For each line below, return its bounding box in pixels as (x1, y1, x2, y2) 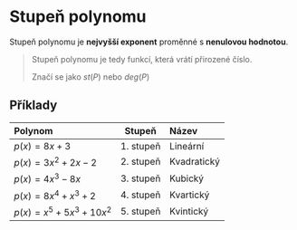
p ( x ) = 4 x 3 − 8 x (14, 171, 81, 186)
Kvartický (168, 188, 210, 201)
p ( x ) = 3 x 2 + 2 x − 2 (14, 154, 98, 169)
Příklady (9, 98, 58, 113)
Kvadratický (168, 156, 220, 168)
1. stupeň (120, 139, 161, 152)
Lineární (168, 139, 205, 152)
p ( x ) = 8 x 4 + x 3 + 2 (14, 187, 97, 202)
